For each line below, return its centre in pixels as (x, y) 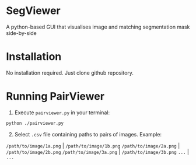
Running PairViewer (55, 96)
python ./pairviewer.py (35, 123)
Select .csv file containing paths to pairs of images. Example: (88, 134)
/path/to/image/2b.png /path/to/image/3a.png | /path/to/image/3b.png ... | (98, 152)
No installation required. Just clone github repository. (70, 73)
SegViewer (33, 11)
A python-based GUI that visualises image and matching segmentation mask (98, 27)
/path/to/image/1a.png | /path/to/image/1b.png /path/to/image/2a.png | (93, 145)
